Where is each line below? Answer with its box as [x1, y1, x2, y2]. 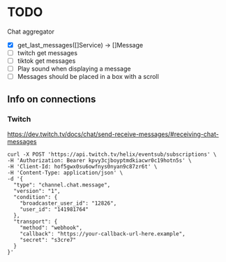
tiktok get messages [17, 57, 76, 65]
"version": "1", [13, 187, 61, 194]
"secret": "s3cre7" [20, 236, 77, 243]
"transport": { [13, 218, 58, 225]
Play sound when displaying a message [17, 64, 131, 73]
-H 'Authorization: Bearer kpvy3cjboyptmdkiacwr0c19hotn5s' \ [7, 157, 192, 164]
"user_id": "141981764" [20, 205, 89, 213]
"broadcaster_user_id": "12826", [20, 200, 117, 207]
